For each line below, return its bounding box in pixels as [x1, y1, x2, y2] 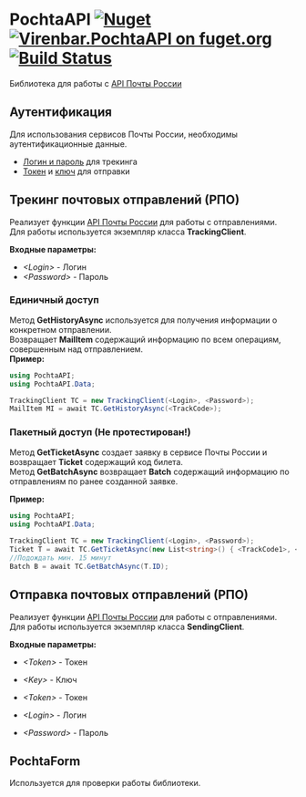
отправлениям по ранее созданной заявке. [9, 475, 178, 487]
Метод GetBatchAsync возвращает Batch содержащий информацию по [9, 466, 290, 477]
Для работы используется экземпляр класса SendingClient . [9, 621, 245, 632]
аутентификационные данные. [9, 138, 127, 150]
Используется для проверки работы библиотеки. [9, 778, 201, 789]
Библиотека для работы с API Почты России [9, 78, 182, 88]
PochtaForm [9, 753, 81, 769]
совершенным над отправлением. [9, 343, 144, 355]
